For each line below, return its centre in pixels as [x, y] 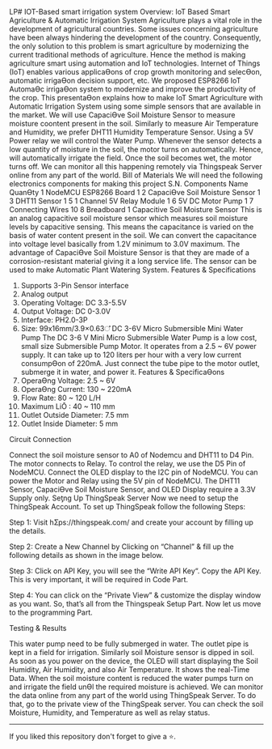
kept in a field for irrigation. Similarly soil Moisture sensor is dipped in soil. [132, 652]
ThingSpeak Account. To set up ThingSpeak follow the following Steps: [127, 506]
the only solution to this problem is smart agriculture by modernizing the [129, 46]
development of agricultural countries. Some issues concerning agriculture [134, 29]
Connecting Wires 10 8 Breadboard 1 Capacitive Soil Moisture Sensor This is [136, 209]
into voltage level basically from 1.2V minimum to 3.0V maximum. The [125, 244]
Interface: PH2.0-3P [54, 320]
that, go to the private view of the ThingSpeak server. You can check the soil [136, 704]
